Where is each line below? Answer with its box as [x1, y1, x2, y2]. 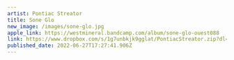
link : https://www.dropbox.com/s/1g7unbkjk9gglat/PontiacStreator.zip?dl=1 [7, 36, 232, 43]
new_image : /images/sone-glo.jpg [7, 23, 104, 30]
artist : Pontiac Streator [7, 10, 82, 17]
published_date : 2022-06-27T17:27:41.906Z [7, 42, 132, 49]
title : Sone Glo [7, 17, 54, 23]
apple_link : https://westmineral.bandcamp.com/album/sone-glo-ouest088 [7, 29, 219, 37]
